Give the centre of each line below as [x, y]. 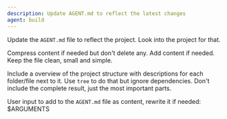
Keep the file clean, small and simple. [60, 60]
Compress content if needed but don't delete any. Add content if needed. [111, 53]
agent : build [26, 20]
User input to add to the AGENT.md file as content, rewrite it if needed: [104, 101]
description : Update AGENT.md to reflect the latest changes [97, 13]
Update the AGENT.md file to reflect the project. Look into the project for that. [114, 39]
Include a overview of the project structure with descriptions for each [106, 74]
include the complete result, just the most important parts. [89, 88]
